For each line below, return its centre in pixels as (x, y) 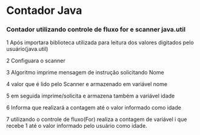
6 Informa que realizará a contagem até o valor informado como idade (94, 108)
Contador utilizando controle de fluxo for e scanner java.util (96, 30)
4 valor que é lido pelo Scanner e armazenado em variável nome (87, 84)
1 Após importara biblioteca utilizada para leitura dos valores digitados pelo (100, 42)
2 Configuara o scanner (36, 61)
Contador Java (44, 11)
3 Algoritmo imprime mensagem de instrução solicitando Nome (85, 73)
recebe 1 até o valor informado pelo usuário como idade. (77, 126)
